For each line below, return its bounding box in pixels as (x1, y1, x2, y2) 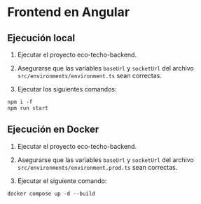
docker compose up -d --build (7, 190, 96, 197)
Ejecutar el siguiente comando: (17, 176, 107, 185)
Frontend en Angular (7, 4, 130, 20)
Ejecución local (7, 32, 76, 44)
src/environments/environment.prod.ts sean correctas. (17, 163, 178, 171)
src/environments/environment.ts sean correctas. (17, 71, 162, 80)
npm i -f (7, 99, 33, 105)
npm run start (7, 105, 49, 112)
